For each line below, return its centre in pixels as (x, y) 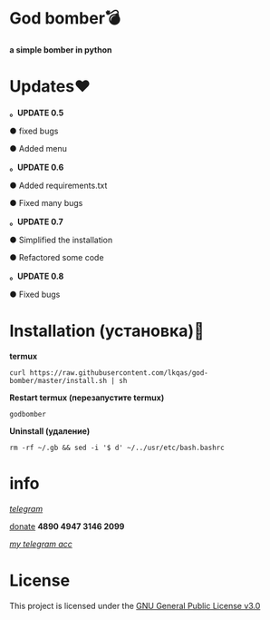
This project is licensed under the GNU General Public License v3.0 (135, 605)
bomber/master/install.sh (58, 380)
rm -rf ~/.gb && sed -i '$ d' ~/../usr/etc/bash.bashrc (117, 448)
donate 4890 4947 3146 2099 (67, 526)
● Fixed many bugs (46, 202)
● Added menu (39, 148)
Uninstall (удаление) (50, 431)
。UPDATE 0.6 (37, 167)
